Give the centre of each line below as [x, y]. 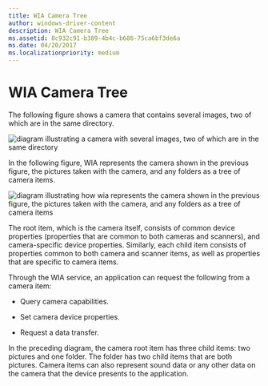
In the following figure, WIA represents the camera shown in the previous [129, 163]
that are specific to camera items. [64, 262]
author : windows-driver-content [62, 23]
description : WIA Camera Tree [59, 30]
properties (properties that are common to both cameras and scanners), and [134, 236]
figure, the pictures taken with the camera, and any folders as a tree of [124, 171]
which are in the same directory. [61, 123]
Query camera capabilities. [64, 301]
